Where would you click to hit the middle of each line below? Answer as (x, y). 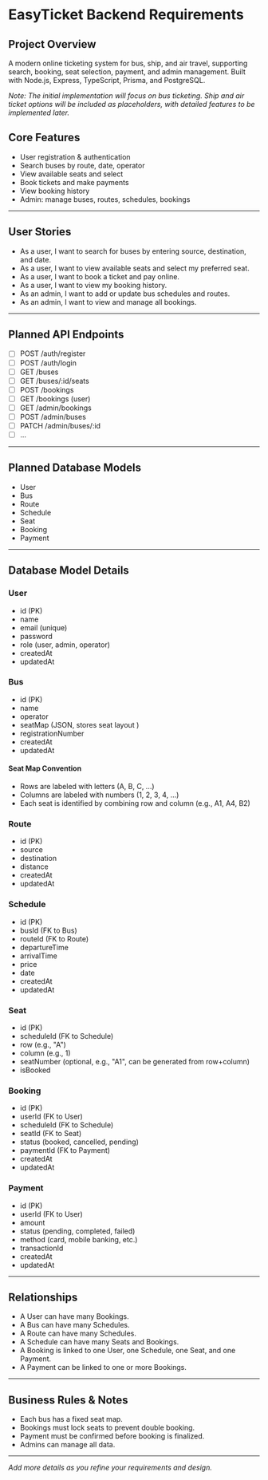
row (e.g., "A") (43, 1044)
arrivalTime (38, 956)
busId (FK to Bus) (48, 930)
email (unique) (43, 627)
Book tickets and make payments (74, 182)
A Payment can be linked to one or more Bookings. (103, 1368)
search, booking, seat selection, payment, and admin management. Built (127, 72)
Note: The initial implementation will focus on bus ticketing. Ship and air (126, 96)
